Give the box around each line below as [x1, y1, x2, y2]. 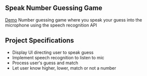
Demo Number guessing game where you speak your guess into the [5, 17, 143, 23]
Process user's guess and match [12, 60, 78, 66]
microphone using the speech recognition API [5, 22, 97, 28]
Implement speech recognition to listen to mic [12, 54, 105, 60]
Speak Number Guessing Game [5, 4, 103, 12]
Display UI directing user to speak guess [12, 49, 94, 55]
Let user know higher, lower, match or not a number [12, 65, 116, 71]
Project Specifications [5, 36, 74, 45]
